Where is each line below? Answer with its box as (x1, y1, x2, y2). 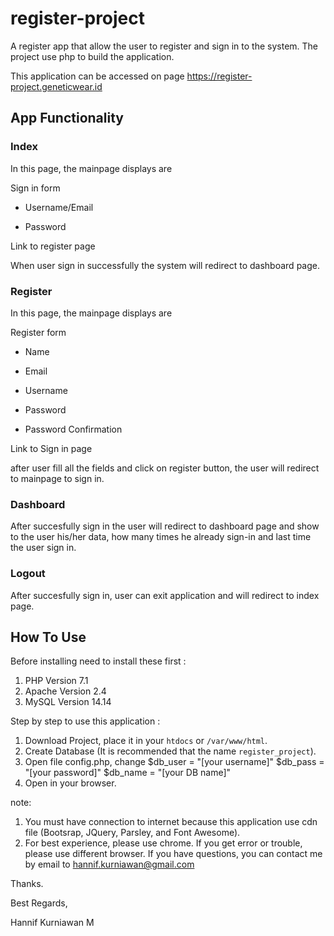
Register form (10, 326, 67, 338)
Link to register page (10, 240, 96, 252)
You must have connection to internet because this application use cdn (24, 816, 318, 828)
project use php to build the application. (10, 50, 175, 62)
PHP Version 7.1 (24, 675, 89, 687)
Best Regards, (10, 897, 68, 909)
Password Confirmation (24, 423, 123, 435)
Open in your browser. (24, 777, 117, 789)
